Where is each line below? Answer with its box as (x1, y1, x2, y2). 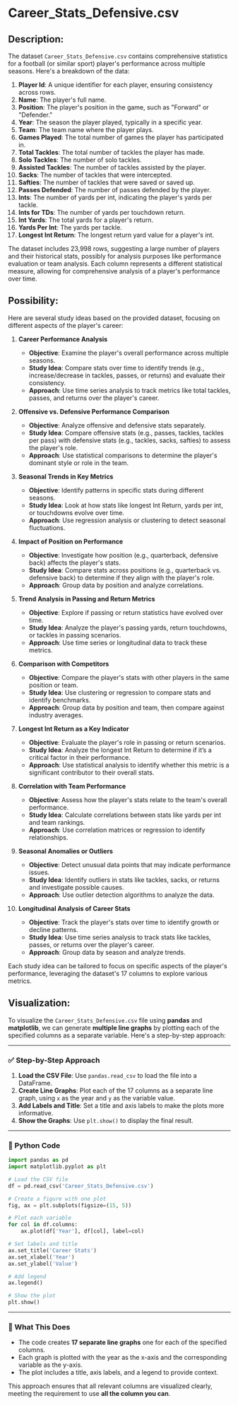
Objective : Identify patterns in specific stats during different (28, 486, 204, 494)
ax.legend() (8, 1279, 43, 1287)
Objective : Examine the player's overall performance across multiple (28, 348, 229, 357)
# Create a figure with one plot (8, 1195, 107, 1202)
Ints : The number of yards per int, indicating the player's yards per (18, 193, 213, 201)
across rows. (18, 88, 56, 96)
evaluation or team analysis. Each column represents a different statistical (8, 259, 223, 268)
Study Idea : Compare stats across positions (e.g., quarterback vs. (28, 565, 222, 574)
